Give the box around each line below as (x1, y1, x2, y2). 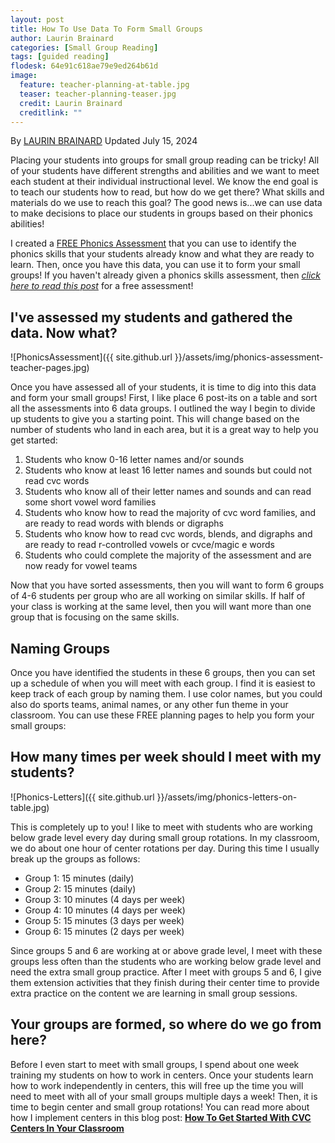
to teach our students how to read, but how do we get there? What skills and (10, 186, 325, 198)
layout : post (10, 14, 65, 25)
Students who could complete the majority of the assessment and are (24, 549, 312, 561)
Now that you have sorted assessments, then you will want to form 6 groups (10, 579, 325, 591)
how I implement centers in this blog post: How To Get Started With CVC (10, 1111, 312, 1123)
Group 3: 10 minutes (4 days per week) (24, 893, 186, 905)
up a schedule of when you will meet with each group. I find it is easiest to (10, 677, 316, 689)
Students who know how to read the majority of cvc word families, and (24, 507, 316, 519)
